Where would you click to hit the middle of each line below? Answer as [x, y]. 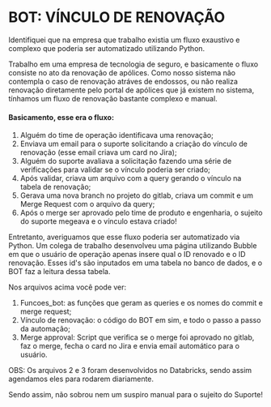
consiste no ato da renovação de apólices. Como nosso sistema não [122, 72]
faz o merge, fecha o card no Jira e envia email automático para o [130, 346]
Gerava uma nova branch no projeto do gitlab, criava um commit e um [136, 195]
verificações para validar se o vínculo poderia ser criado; [115, 169]
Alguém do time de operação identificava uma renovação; [117, 135]
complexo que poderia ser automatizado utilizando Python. [107, 48]
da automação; [45, 329]
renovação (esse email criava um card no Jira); [98, 152]
